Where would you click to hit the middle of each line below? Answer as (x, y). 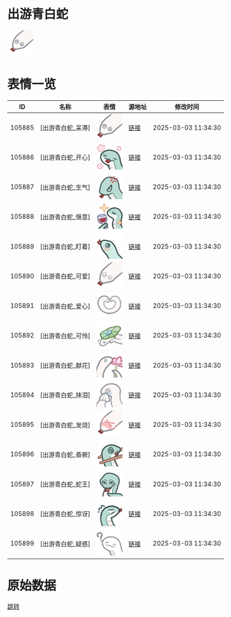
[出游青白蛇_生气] (65, 187)
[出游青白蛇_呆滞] (65, 128)
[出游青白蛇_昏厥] (65, 454)
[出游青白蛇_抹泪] (65, 395)
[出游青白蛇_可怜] (65, 336)
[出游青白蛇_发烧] (65, 425)
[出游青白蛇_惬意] (65, 217)
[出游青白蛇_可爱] (65, 276)
